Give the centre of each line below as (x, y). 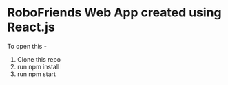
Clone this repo (39, 59)
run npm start (37, 74)
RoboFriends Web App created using (114, 13)
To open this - (27, 46)
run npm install (38, 66)
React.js (31, 27)
